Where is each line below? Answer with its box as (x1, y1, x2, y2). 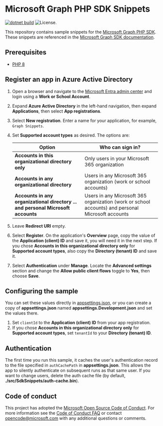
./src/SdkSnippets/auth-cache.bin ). (5, 378, 79, 384)
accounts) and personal (84, 204, 139, 211)
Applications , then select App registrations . (12, 108, 102, 114)
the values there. (5, 310, 39, 316)
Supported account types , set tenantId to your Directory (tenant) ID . (12, 330, 152, 336)
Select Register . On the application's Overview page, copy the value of (12, 232, 155, 238)
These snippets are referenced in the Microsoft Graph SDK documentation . (5, 34, 155, 40)
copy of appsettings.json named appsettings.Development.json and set (5, 305, 153, 311)
